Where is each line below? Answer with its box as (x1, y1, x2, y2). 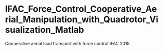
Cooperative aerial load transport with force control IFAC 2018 (5, 40, 130, 46)
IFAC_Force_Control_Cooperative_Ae (5, 3, 157, 15)
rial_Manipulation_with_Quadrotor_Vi (5, 14, 159, 25)
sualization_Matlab (5, 25, 84, 35)
